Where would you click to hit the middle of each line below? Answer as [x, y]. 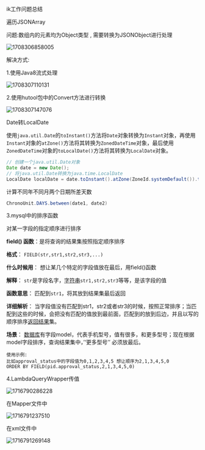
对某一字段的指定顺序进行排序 [44, 228]
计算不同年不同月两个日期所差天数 [49, 192]
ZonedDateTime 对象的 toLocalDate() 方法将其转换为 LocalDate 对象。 [89, 151]
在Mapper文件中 [27, 404]
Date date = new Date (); [38, 168]
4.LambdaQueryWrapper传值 [43, 379]
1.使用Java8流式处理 [32, 73]
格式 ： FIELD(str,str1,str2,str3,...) [55, 255]
